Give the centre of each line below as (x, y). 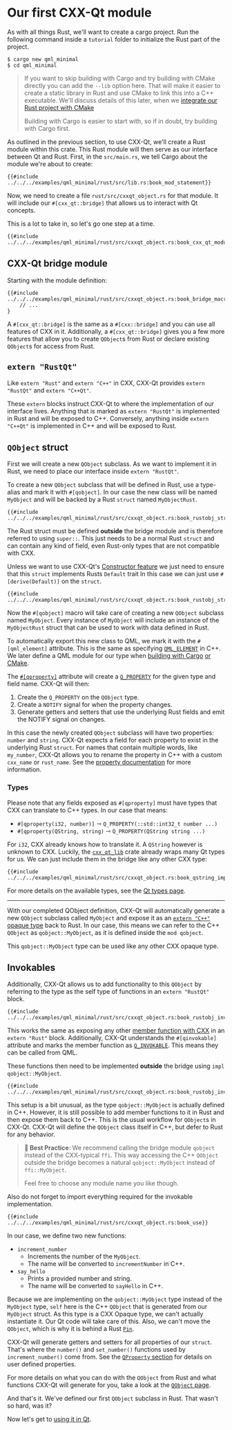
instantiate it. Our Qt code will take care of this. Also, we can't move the (109, 1321)
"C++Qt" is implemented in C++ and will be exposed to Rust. (92, 426)
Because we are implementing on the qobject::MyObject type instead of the (115, 1299)
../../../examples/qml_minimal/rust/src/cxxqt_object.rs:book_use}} (108, 1223)
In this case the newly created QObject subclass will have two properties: (110, 733)
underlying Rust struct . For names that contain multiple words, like (103, 748)
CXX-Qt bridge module (58, 263)
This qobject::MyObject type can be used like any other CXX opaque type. (113, 946)
